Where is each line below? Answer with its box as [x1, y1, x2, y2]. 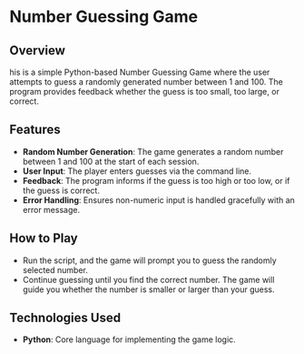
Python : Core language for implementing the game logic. [22, 334, 236, 345]
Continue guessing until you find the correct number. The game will [22, 274, 275, 285]
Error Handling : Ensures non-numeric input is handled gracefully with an [22, 194, 295, 206]
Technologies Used [9, 310, 121, 326]
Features [9, 122, 61, 137]
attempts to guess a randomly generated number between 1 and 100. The [9, 76, 284, 87]
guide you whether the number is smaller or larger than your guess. [22, 284, 275, 295]
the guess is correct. [22, 185, 100, 196]
